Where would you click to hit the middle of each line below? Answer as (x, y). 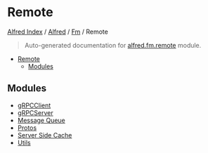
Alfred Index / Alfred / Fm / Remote (58, 32)
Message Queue (41, 120)
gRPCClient (34, 105)
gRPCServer (35, 112)
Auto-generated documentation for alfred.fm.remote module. (113, 45)
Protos (27, 128)
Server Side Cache (45, 135)
